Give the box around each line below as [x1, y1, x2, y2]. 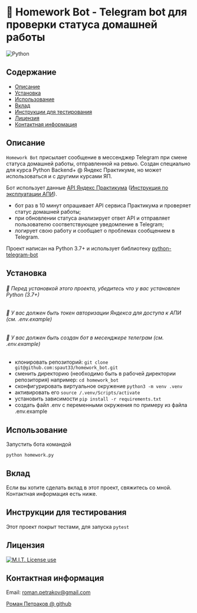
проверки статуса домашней [6, 18, 157, 31]
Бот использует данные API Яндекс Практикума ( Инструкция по [6, 184, 169, 191]
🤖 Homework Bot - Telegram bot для [6, 5, 188, 19]
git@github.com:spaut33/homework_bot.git [14, 365, 118, 371]
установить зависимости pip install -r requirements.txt [14, 395, 162, 402]
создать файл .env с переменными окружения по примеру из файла [14, 402, 188, 409]
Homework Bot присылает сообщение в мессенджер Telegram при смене [6, 153, 188, 161]
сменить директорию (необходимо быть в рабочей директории [14, 370, 176, 377]
